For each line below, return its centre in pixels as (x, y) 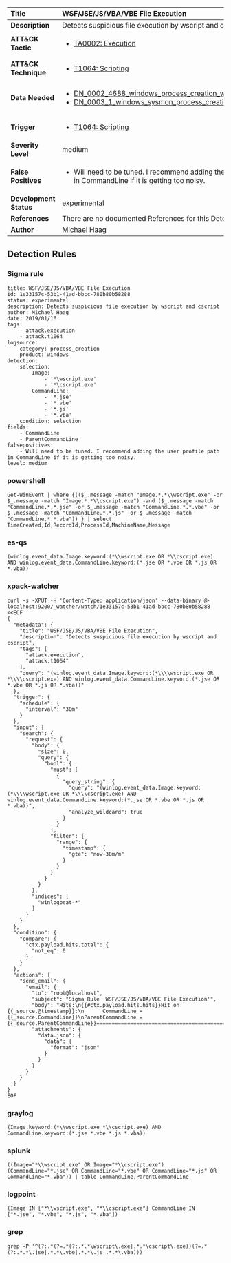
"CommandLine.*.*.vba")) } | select (59, 519)
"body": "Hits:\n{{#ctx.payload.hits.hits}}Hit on (106, 1005)
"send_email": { (43, 981)
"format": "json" (75, 1047)
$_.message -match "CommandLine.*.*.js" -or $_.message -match (100, 513)
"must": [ (64, 770)
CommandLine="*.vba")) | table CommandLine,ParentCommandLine (98, 1177)
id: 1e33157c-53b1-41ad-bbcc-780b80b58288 (69, 294)
